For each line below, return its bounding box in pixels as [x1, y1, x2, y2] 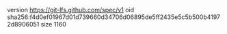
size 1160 [40, 20, 67, 28]
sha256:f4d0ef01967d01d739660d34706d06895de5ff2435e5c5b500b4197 [7, 13, 221, 21]
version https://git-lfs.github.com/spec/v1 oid [7, 6, 135, 14]
